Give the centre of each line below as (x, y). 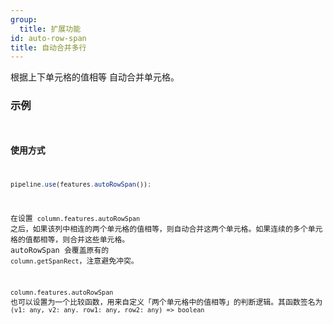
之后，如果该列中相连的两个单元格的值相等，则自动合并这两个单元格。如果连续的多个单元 (166, 229)
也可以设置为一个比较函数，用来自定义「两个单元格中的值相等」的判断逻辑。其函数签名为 (166, 302)
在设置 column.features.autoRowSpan (75, 219)
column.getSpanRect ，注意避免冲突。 (74, 261)
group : (24, 19)
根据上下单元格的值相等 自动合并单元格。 (95, 77)
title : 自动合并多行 (48, 47)
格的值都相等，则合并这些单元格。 (70, 240)
